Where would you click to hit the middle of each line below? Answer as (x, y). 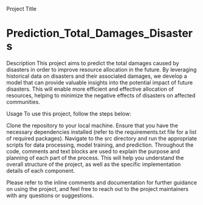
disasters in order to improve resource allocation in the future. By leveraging (101, 69)
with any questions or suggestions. (50, 195)
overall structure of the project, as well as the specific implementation (94, 164)
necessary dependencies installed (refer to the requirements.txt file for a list (101, 132)
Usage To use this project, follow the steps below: (69, 113)
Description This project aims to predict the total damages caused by (93, 63)
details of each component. (41, 170)
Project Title (22, 9)
